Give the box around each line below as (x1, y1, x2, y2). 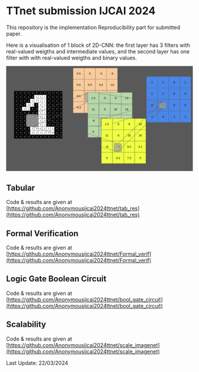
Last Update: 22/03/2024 (6, 359, 69, 366)
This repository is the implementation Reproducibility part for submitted (6, 24, 181, 31)
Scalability (6, 319, 46, 330)
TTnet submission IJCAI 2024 (6, 4, 156, 18)
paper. (6, 30, 22, 37)
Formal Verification (6, 228, 79, 239)
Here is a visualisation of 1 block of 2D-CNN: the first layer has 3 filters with (6, 42, 191, 49)
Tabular (6, 183, 36, 193)
